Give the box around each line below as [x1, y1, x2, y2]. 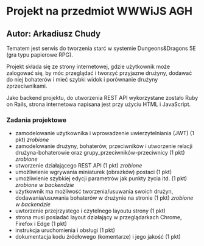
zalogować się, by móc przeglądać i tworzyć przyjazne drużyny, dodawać [6, 69, 192, 77]
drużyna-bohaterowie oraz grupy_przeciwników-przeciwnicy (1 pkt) [15, 149, 185, 156]
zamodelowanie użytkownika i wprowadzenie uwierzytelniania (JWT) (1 [15, 130, 195, 137]
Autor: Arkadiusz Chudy [6, 29, 101, 39]
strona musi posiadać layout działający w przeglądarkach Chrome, [15, 214, 182, 221]
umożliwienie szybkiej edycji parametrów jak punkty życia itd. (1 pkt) [15, 175, 188, 182]
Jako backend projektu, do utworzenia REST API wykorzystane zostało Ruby [6, 94, 199, 101]
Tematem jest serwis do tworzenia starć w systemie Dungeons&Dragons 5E [6, 44, 196, 52]
